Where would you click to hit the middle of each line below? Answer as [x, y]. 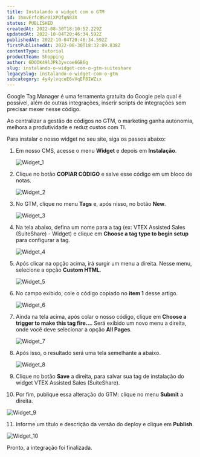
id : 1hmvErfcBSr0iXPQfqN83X [42, 18]
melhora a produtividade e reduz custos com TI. [66, 127]
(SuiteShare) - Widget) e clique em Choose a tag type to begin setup [102, 234]
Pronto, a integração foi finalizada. [50, 448]
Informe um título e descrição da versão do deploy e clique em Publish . [105, 424]
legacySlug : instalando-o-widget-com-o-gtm [63, 74]
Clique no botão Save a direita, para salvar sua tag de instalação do [100, 376]
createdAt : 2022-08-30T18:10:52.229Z [54, 29]
